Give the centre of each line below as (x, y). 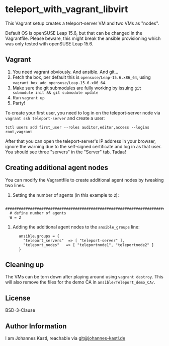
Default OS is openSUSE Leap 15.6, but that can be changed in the (74, 33)
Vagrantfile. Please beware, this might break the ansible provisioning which (83, 38)
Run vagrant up (28, 97)
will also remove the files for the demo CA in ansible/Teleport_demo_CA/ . (80, 282)
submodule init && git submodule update (55, 93)
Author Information (36, 326)
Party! (19, 103)
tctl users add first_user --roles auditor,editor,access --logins (77, 127)
